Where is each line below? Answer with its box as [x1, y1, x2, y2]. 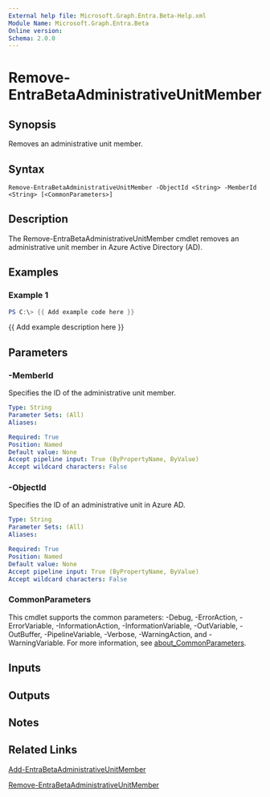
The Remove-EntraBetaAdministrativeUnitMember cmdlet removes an [8, 234, 239, 243]
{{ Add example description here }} [8, 322, 125, 332]
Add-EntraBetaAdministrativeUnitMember [8, 764, 146, 774]
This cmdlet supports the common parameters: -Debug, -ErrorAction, [8, 612, 239, 622]
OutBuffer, [8, 629, 43, 639]
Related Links [8, 743, 78, 757]
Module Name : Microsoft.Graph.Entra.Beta [8, 19, 149, 27]
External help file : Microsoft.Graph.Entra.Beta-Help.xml [8, 11, 207, 20]
